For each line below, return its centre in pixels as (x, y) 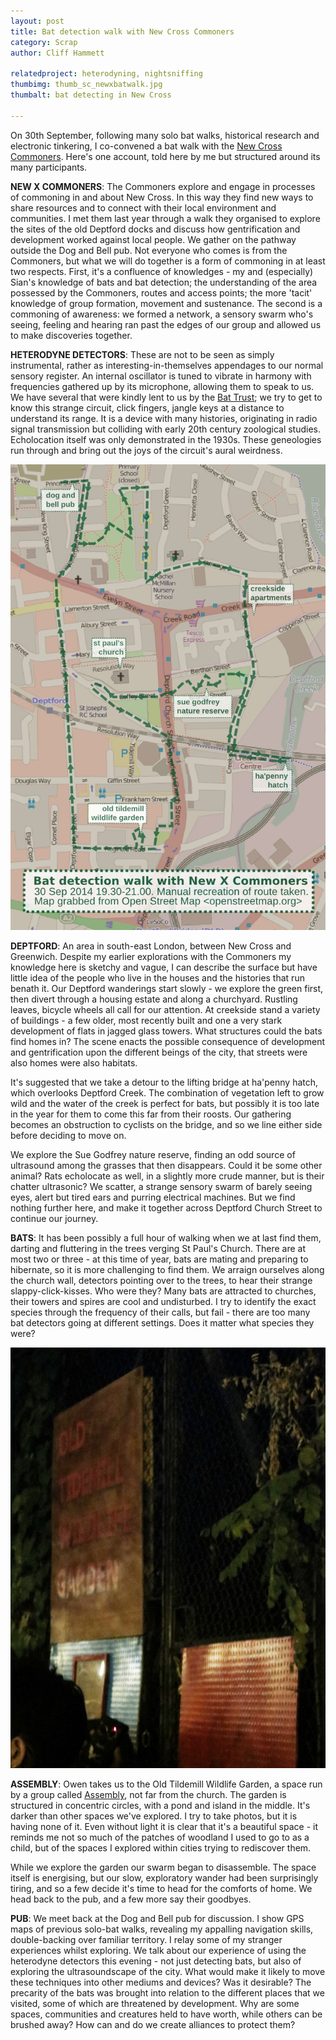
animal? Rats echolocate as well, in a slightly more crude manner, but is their (167, 1176)
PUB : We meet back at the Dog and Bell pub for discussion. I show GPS (157, 1919)
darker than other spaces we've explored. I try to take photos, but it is (154, 1816)
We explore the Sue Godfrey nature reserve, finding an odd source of (153, 1155)
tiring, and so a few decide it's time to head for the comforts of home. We (161, 1889)
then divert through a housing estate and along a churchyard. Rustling (154, 999)
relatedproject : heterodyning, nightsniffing (106, 74)
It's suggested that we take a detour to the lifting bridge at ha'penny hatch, (164, 1082)
